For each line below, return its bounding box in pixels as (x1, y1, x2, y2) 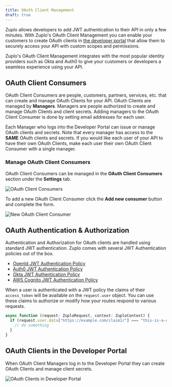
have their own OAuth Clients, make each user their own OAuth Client (5, 140, 152, 146)
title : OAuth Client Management (5, 7, 74, 13)
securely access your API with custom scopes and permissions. (5, 43, 140, 49)
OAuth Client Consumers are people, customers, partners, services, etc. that (5, 92, 167, 98)
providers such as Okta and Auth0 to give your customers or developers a (5, 58, 161, 64)
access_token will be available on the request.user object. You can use (5, 292, 154, 299)
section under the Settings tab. (5, 176, 72, 182)
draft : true (5, 12, 31, 17)
